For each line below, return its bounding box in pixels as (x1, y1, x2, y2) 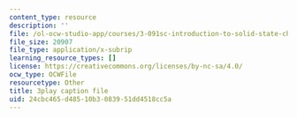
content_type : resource (9, 12, 97, 22)
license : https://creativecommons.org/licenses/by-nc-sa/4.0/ (9, 62, 243, 71)
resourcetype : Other (9, 78, 86, 87)
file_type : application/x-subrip (9, 46, 133, 55)
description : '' (9, 21, 69, 30)
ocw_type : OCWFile (9, 70, 77, 79)
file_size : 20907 (9, 37, 73, 47)
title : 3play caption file (9, 86, 109, 95)
